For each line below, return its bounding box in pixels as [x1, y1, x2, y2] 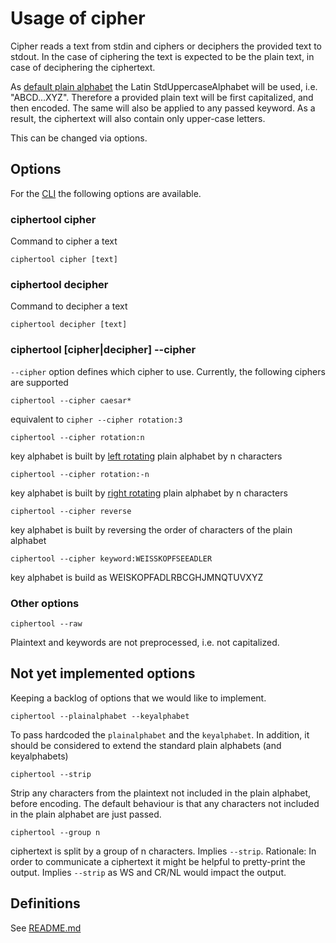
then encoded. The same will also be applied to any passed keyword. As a [10, 102, 316, 114]
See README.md [10, 922, 82, 934]
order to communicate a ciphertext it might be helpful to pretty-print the [10, 855, 306, 867]
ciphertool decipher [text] [10, 320, 128, 330]
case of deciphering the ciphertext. [10, 61, 156, 73]
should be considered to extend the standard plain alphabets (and [10, 739, 282, 751]
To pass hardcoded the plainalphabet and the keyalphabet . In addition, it [10, 728, 310, 741]
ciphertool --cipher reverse [10, 506, 132, 516]
